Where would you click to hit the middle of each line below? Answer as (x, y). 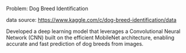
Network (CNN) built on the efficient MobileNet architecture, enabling (90, 37)
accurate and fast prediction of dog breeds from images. (75, 44)
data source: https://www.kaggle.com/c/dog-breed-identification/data (91, 20)
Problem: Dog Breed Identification (47, 9)
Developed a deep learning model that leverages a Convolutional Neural (93, 31)
